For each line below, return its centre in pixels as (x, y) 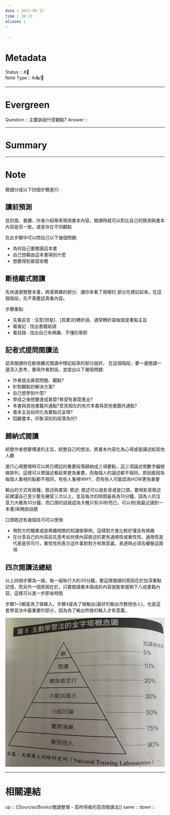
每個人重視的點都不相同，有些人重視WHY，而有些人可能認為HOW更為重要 (83, 479)
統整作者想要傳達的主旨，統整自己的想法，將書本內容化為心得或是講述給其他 (85, 449)
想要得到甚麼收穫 (30, 261)
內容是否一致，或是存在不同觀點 (38, 227)
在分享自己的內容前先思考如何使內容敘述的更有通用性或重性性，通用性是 (88, 537)
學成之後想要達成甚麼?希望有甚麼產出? (53, 400)
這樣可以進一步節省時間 (38, 593)
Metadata (26, 58)
